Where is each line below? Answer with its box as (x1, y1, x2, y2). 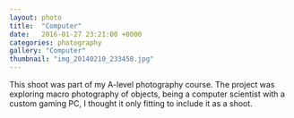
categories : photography (9, 38, 102, 47)
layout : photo (9, 13, 63, 22)
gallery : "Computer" (9, 46, 87, 55)
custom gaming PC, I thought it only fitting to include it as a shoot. (9, 98, 253, 108)
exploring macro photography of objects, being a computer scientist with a (9, 88, 285, 99)
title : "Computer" (9, 21, 82, 30)
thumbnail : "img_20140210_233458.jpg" (9, 55, 154, 63)
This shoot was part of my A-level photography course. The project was (9, 80, 275, 89)
